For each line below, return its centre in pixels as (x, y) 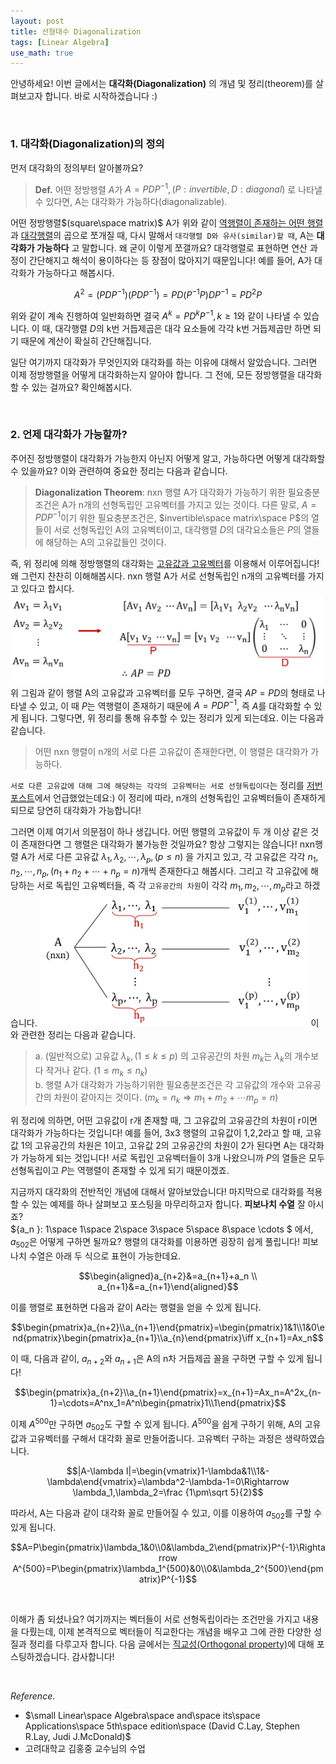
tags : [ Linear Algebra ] (60, 42)
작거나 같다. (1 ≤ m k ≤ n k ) (96, 1072)
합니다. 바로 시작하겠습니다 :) (101, 96)
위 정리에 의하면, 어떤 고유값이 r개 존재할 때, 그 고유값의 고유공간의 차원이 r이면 (164, 1120)
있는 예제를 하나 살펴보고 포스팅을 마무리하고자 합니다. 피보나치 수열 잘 (168, 1204)
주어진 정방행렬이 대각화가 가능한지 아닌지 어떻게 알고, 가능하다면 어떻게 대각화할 (168, 458)
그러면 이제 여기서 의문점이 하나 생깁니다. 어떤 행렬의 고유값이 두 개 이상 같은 (159, 832)
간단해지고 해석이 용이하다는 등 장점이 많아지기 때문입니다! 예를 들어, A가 (170, 261)
